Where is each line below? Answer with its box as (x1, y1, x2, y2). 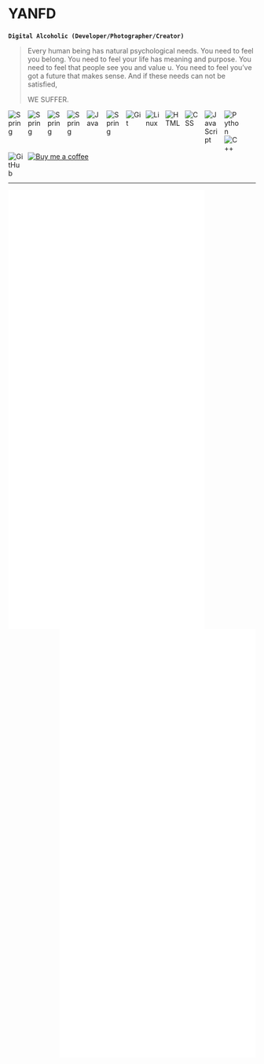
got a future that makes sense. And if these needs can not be (27, 71, 226, 80)
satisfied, (27, 79, 57, 89)
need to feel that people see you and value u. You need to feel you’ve (27, 62, 253, 72)
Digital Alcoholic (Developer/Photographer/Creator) (8, 32, 185, 40)
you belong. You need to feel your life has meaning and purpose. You (27, 54, 251, 64)
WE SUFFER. (27, 94, 69, 104)
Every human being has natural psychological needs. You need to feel (27, 46, 254, 55)
